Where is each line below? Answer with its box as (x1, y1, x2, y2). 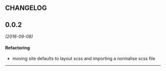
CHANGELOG (5, 4, 47, 12)
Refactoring (5, 45, 30, 50)
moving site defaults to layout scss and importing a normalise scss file (12, 56, 156, 62)
